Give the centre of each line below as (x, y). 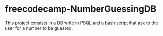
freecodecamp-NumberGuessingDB (81, 9)
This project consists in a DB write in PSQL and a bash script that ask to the (81, 23)
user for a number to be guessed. (39, 28)
